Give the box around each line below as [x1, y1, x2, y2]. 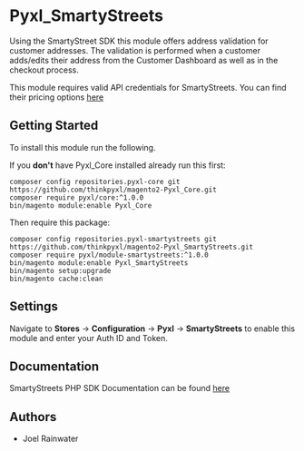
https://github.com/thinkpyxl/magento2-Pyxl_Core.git [9, 185, 218, 194]
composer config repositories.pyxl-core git [9, 177, 181, 186]
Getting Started [9, 118, 99, 133]
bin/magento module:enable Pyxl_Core [9, 201, 152, 210]
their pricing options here [9, 92, 104, 103]
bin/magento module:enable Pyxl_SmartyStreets [9, 258, 189, 268]
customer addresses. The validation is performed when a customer [9, 44, 261, 55]
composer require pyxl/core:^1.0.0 [9, 192, 144, 202]
